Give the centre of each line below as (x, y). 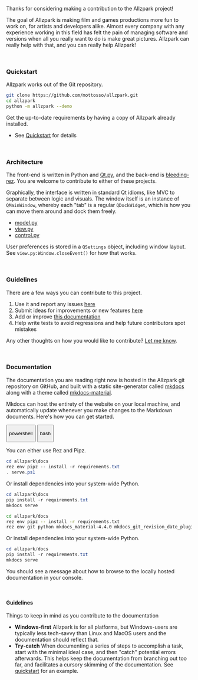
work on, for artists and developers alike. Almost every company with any (95, 26)
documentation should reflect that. (57, 640)
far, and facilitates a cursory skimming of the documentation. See (94, 665)
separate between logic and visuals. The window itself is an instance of (93, 199)
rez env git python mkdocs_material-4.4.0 (59, 527)
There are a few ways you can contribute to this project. (74, 293)
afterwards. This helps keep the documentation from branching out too (101, 658)
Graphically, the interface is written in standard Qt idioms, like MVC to (90, 193)
